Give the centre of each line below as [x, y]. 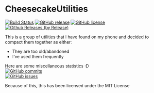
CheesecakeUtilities [47, 9]
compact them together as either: [38, 42]
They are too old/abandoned [41, 51]
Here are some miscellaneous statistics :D [47, 66]
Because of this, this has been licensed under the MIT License [67, 85]
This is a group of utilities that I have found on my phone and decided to [77, 37]
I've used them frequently [38, 56]
